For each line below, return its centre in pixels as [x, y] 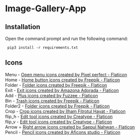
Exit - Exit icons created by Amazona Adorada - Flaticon [62, 90]
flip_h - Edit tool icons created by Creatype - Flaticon [59, 116]
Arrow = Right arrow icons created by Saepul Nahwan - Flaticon [70, 127]
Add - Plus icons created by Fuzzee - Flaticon [52, 95]
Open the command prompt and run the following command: [67, 38]
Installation [23, 27]
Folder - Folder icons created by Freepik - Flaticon [56, 85]
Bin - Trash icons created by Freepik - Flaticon [52, 101]
